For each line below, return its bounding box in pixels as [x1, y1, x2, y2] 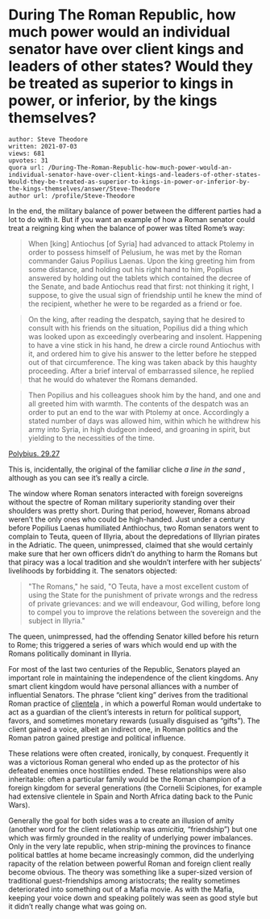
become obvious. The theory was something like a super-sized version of [8, 867, 253, 877]
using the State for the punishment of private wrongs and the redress [27, 590, 258, 599]
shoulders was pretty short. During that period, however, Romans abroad [8, 506, 251, 515]
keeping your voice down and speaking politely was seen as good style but [8, 892, 258, 902]
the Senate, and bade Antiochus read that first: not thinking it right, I [27, 281, 254, 292]
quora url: [8, 163, 45, 171]
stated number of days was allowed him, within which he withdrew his [27, 416, 261, 426]
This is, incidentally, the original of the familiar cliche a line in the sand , [8, 464, 246, 474]
